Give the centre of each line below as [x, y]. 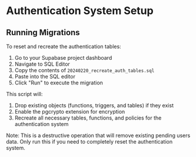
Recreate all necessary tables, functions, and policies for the [88, 118]
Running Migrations [43, 33]
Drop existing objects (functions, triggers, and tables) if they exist [94, 105]
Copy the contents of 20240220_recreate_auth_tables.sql [84, 70]
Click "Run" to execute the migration [59, 83]
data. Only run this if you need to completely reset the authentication [89, 141]
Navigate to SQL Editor [42, 64]
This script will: [24, 94]
